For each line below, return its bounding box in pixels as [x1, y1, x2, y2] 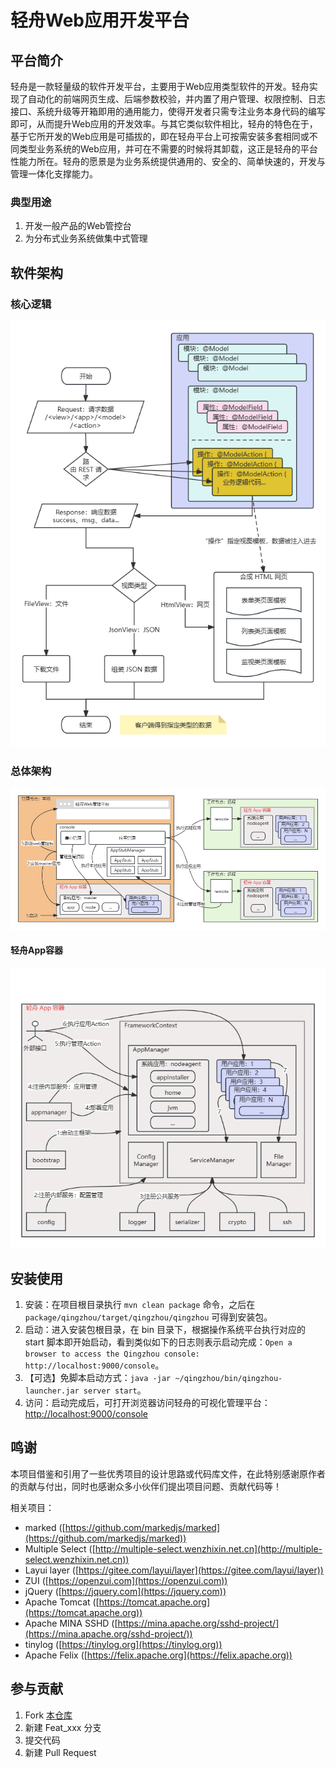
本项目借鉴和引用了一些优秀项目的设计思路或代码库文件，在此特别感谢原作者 [10, 1467, 326, 1480]
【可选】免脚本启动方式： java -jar [24, 1371, 172, 1383]
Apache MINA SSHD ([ [24, 1617, 118, 1629]
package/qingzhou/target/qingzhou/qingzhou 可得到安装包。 [24, 1311, 273, 1323]
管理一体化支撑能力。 [10, 168, 98, 180]
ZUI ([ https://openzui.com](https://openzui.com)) [24, 1574, 228, 1586]
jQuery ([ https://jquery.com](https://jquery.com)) [24, 1585, 227, 1597]
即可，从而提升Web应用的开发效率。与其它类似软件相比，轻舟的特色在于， [10, 118, 318, 130]
